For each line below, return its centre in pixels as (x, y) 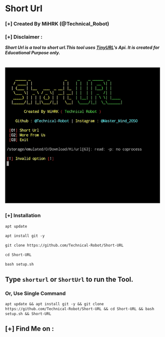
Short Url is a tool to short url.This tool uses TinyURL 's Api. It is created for (82, 47)
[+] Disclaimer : (24, 37)
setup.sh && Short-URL (28, 314)
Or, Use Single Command (35, 293)
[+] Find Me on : (30, 329)
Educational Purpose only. (33, 53)
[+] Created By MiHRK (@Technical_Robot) (57, 24)
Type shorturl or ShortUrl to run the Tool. (69, 279)
